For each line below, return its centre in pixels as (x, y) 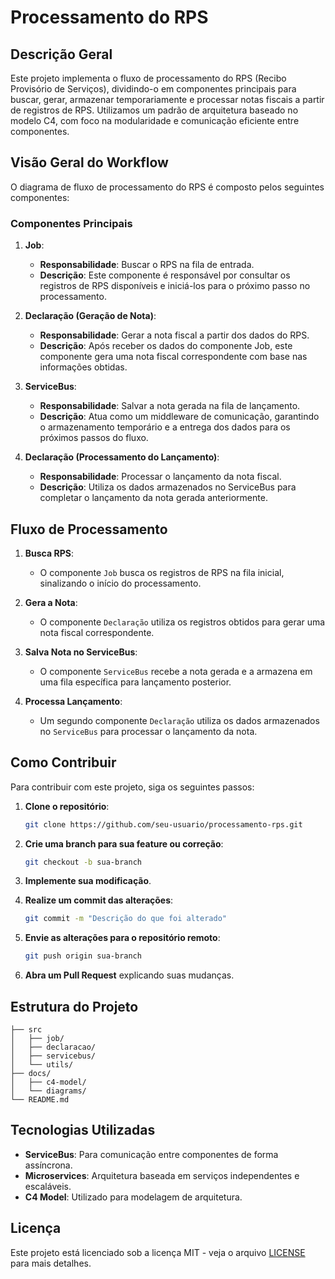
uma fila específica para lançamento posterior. (135, 682)
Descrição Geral (61, 54)
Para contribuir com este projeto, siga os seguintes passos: (132, 787)
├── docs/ (31, 1074)
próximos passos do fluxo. (94, 438)
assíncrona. (48, 1165)
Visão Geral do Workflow (89, 162)
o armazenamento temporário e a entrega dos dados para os (165, 427)
